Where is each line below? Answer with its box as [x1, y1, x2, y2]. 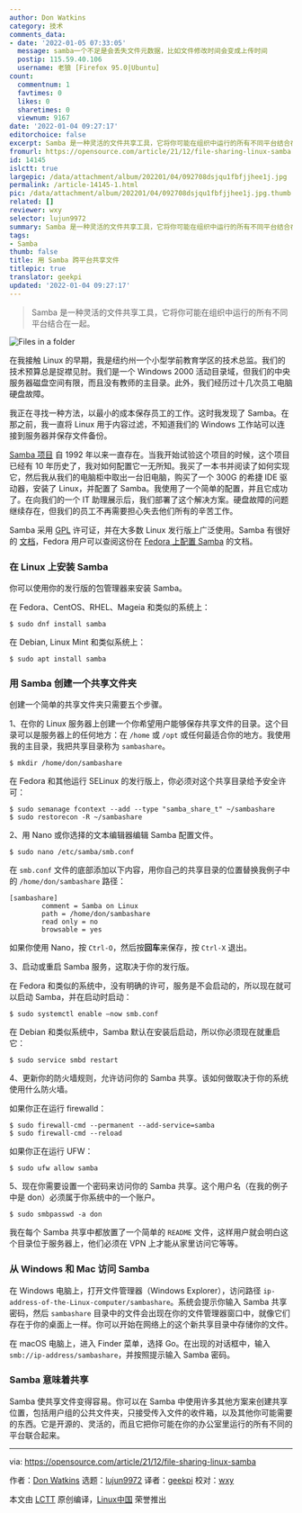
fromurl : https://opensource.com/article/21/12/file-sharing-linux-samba [9, 147, 292, 156]
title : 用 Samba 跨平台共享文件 [9, 256, 120, 266]
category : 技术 [9, 22, 64, 31]
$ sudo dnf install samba [9, 619, 106, 628]
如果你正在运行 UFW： [9, 1146, 93, 1157]
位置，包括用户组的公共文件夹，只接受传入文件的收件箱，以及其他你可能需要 [9, 1407, 293, 1418]
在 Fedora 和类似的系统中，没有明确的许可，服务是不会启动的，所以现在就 [9, 980, 284, 991]
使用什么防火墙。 [9, 1084, 73, 1094]
